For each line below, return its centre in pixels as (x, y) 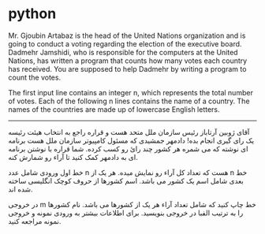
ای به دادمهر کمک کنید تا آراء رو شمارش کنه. (73, 157)
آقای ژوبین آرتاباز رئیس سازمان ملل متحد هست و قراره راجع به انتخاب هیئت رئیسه (129, 132)
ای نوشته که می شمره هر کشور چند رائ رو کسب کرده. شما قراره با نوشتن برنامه (128, 149)
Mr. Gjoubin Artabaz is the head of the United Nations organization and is (127, 35)
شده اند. (21, 189)
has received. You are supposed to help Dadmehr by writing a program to (127, 69)
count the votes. (35, 77)
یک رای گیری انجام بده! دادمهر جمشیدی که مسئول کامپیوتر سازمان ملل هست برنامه (131, 140)
